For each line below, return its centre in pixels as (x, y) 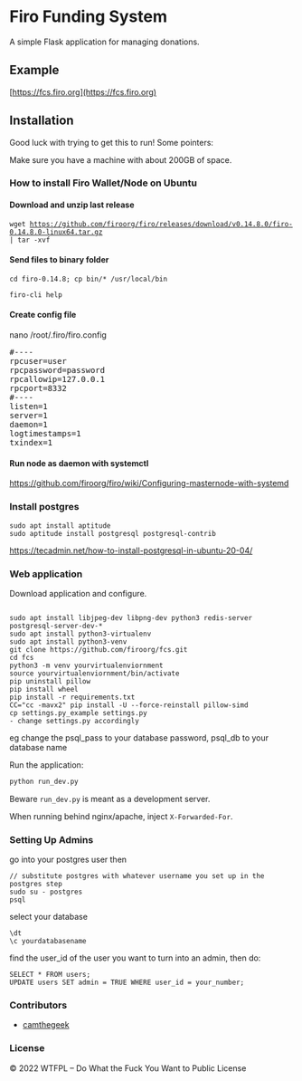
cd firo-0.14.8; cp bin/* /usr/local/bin (89, 279)
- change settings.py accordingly (75, 721)
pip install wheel (44, 689)
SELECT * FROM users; (50, 975)
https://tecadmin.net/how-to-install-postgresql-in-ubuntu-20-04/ (131, 550)
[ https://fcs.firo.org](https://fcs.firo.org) (83, 91)
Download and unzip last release (72, 205)
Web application (46, 574)
